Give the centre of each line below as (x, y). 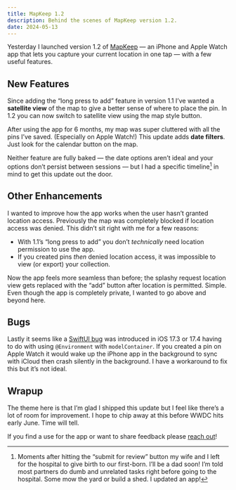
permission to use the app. (56, 249)
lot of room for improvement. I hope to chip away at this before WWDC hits (116, 415)
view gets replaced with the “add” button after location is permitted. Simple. (117, 285)
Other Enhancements (55, 196)
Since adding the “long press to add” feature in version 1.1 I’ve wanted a (111, 101)
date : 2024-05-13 (33, 27)
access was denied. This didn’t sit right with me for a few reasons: (103, 228)
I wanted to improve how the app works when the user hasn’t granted (108, 213)
